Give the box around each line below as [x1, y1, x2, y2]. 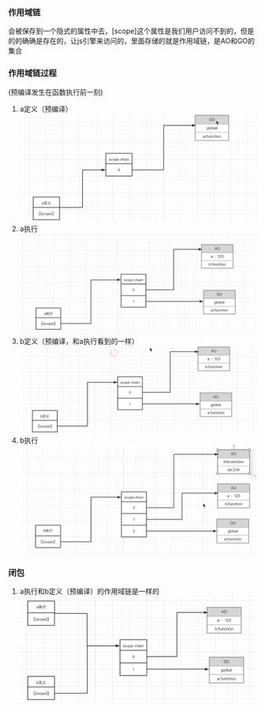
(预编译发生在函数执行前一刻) [8, 87, 104, 96]
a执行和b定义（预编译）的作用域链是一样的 [19, 586, 160, 597]
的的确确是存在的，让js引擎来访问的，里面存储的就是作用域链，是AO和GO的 [8, 36, 255, 46]
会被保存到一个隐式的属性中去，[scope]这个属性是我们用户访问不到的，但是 [8, 26, 255, 36]
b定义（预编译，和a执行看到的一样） [19, 337, 140, 346]
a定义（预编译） [19, 104, 73, 114]
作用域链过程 [8, 68, 58, 79]
